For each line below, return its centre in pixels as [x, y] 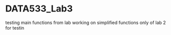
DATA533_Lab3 [39, 9]
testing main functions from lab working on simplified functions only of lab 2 [86, 22]
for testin [15, 27]
